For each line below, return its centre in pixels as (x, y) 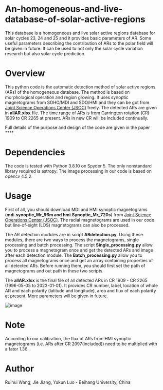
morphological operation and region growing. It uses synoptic (67, 97)
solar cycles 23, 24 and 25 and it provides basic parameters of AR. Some (78, 38)
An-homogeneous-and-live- (64, 9)
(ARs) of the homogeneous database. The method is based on (67, 92)
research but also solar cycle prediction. (45, 53)
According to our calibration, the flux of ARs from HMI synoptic (68, 338)
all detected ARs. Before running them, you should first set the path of (75, 266)
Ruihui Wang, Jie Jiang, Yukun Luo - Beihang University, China (68, 382)
